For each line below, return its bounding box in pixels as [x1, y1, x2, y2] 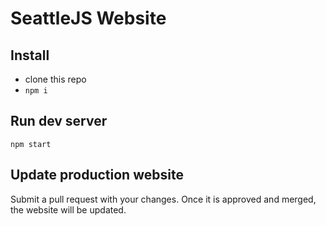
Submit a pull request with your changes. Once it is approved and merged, [10, 193, 317, 205]
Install [10, 47, 50, 64]
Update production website [10, 167, 184, 184]
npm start [10, 139, 52, 149]
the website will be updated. [10, 203, 127, 216]
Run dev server [10, 113, 108, 130]
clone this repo [24, 73, 87, 85]
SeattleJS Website [10, 7, 167, 30]
